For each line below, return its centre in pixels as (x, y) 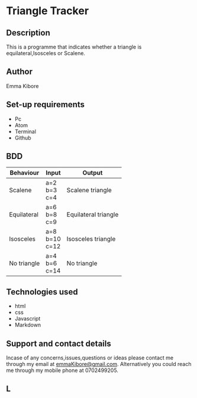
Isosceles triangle (91, 239)
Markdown (28, 325)
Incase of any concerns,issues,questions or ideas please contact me (90, 358)
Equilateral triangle (93, 215)
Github (23, 138)
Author (19, 72)
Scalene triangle (89, 190)
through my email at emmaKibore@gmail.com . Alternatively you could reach (99, 364)
